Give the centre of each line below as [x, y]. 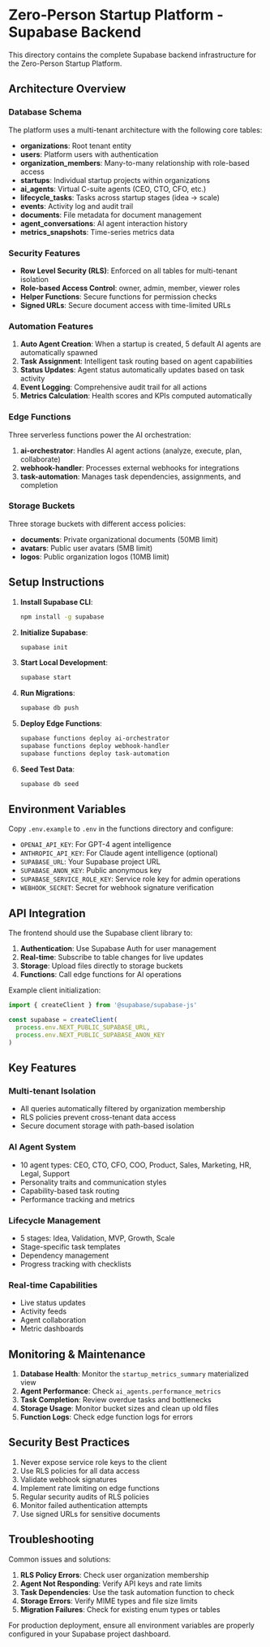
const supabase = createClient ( [63, 1020]
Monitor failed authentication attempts [84, 1505]
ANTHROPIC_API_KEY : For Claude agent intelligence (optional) [119, 853]
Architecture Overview [67, 89]
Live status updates [53, 1303]
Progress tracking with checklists [76, 1264]
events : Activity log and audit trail [77, 206]
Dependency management [64, 1255]
